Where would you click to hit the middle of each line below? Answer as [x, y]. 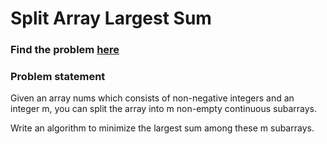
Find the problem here [65, 50]
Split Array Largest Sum [111, 18]
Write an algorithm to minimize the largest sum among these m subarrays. [162, 128]
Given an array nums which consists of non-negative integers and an [152, 98]
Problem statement [58, 77]
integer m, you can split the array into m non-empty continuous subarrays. [163, 109]
